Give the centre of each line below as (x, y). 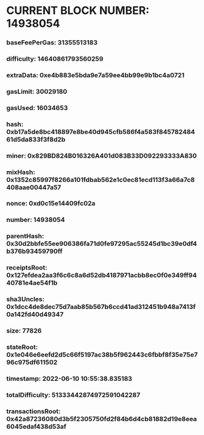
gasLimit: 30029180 (37, 91)
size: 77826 (24, 331)
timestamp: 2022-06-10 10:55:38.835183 (69, 378)
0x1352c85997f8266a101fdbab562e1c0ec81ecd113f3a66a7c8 (100, 179)
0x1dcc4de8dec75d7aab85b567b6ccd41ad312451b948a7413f (101, 307)
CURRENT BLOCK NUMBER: (78, 11)
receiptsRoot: (27, 268)
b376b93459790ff (34, 251)
